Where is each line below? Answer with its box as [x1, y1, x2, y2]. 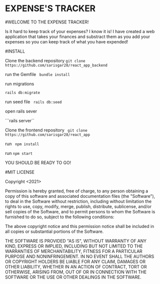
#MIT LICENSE [5, 169, 35, 175]
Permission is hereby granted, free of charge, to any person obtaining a [5, 188, 148, 194]
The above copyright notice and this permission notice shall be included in [5, 223, 154, 229]
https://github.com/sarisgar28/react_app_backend [5, 63, 108, 68]
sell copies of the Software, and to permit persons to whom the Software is [5, 208, 156, 214]
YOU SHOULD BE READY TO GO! [5, 159, 71, 166]
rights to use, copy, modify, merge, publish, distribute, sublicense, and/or [5, 203, 152, 209]
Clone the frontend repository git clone [5, 127, 88, 133]
